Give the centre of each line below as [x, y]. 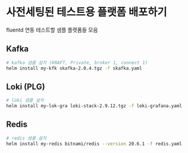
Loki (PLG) [26, 87]
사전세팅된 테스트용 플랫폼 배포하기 [87, 12]
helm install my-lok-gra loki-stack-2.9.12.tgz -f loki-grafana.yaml [94, 106]
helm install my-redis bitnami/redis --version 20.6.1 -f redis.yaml [94, 143]
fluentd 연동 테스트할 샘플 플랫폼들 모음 [52, 30]
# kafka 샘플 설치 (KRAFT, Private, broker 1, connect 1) [77, 63]
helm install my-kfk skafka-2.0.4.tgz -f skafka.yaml [74, 68]
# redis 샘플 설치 [26, 138]
